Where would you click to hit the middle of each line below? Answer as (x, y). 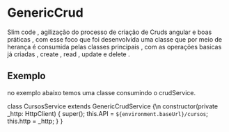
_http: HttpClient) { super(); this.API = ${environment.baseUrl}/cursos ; (108, 113)
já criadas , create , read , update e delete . (69, 54)
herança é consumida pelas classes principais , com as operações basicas (114, 47)
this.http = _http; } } (35, 121)
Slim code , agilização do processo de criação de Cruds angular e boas (110, 32)
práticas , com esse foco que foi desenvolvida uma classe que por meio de (115, 39)
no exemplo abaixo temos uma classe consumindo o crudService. (102, 92)
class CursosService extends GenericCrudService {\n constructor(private (112, 106)
